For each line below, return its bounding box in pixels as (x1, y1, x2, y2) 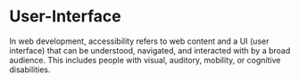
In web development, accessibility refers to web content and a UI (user (9, 36, 270, 46)
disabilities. (9, 64, 51, 75)
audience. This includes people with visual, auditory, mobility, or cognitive (9, 54, 281, 65)
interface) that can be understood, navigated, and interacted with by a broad (9, 45, 291, 55)
